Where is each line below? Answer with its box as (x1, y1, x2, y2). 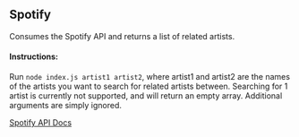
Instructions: (9, 51, 59, 62)
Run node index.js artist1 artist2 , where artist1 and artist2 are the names (9, 72, 291, 82)
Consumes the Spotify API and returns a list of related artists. (9, 30, 235, 41)
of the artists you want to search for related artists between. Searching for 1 (9, 81, 288, 92)
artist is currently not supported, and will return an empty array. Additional (9, 90, 283, 101)
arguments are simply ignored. (9, 100, 123, 111)
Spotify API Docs (9, 117, 73, 128)
